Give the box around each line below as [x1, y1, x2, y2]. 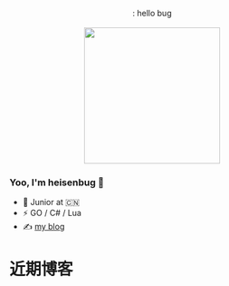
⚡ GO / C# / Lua [22, 208, 81, 219]
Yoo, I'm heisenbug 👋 [9, 176, 104, 189]
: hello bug [132, 8, 172, 18]
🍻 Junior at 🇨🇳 [22, 197, 80, 208]
